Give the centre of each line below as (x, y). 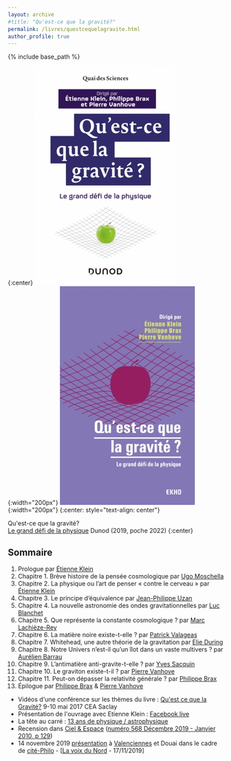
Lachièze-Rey (37, 627)
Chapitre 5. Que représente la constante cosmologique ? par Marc (111, 621)
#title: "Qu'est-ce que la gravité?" (62, 22)
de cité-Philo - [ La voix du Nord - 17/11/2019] (81, 751)
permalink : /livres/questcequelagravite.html (74, 29)
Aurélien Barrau (40, 657)
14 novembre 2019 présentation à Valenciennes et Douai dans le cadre (117, 743)
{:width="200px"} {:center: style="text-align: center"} (84, 510)
